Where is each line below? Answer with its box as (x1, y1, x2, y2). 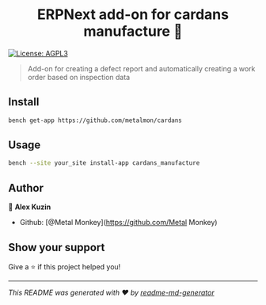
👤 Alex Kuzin (8, 202, 51, 212)
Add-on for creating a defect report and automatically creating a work (27, 63, 256, 73)
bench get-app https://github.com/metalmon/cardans (8, 116, 182, 124)
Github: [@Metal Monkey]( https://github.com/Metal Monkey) (19, 218, 218, 227)
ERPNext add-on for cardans (36, 6, 230, 24)
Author (8, 181, 44, 195)
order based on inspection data (27, 72, 131, 82)
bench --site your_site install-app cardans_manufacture (8, 159, 200, 167)
